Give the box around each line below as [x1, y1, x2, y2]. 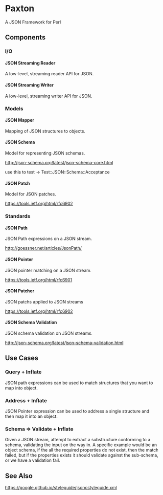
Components [5, 33, 46, 42]
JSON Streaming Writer [5, 82, 54, 88]
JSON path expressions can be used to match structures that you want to [5, 380, 153, 386]
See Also [5, 472, 33, 480]
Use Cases [5, 354, 39, 362]
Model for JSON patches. [5, 191, 56, 197]
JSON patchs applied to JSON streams [5, 299, 84, 304]
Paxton [5, 3, 35, 14]
